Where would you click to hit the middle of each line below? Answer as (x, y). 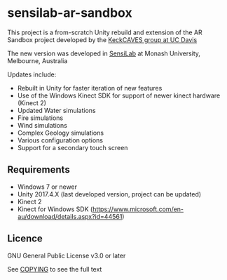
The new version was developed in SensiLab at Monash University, (104, 53)
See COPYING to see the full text (55, 269)
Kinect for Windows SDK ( (55, 209)
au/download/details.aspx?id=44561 (70, 216)
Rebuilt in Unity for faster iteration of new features (90, 88)
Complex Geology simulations (60, 133)
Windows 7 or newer (47, 187)
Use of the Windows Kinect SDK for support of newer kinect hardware (119, 95)
